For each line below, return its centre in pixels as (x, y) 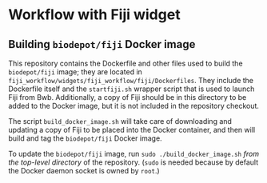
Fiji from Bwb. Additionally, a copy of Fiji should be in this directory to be (128, 97)
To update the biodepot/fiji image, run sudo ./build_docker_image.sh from (134, 154)
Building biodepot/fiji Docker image (102, 44)
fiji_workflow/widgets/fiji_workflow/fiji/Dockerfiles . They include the (131, 80)
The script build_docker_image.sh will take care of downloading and (120, 121)
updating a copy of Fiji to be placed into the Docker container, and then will (132, 130)
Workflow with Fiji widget (95, 15)
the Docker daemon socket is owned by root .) (84, 171)
